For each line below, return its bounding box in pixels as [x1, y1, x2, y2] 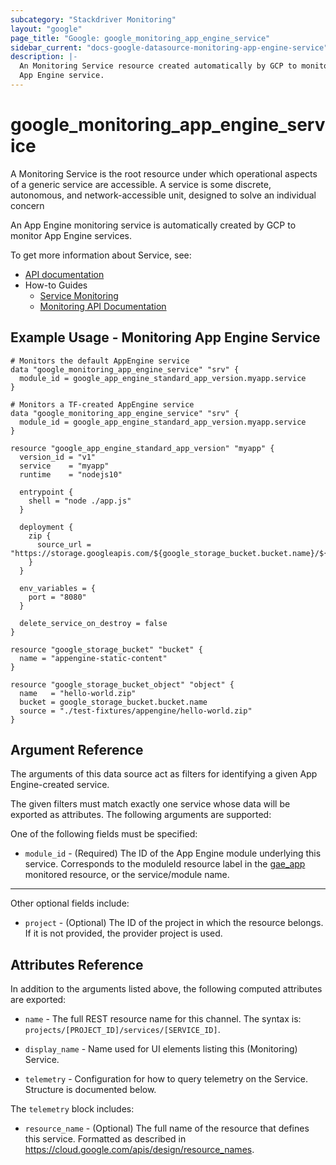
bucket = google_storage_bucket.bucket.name [19, 697, 208, 707]
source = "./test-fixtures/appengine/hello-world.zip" [19, 706, 253, 716]
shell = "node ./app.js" [28, 496, 132, 506]
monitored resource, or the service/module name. [24, 869, 230, 881]
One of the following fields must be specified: [10, 828, 198, 840]
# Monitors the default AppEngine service [10, 356, 190, 366]
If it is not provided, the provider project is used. [24, 927, 223, 940]
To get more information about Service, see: [10, 249, 192, 261]
